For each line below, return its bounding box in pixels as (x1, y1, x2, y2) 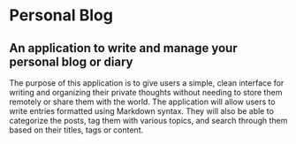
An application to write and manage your (9, 41, 238, 56)
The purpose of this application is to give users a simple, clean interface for (9, 78, 285, 88)
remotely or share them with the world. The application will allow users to (9, 96, 276, 107)
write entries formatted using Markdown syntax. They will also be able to (9, 106, 274, 116)
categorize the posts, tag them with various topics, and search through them (9, 116, 288, 125)
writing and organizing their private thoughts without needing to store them (9, 87, 283, 97)
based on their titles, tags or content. (9, 125, 144, 135)
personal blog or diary (9, 54, 133, 69)
